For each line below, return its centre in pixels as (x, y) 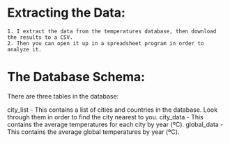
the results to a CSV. (40, 37)
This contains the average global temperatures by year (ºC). (93, 132)
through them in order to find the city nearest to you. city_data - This (105, 117)
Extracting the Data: (66, 13)
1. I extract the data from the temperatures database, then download (112, 31)
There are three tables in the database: (63, 96)
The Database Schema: (76, 77)
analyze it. (24, 49)
